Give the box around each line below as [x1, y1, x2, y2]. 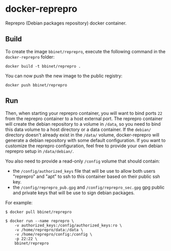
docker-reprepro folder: [5, 54, 55, 60]
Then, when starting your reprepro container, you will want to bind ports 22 [5, 110, 162, 116]
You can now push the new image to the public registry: [5, 73, 123, 79]
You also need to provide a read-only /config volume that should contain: [5, 158, 160, 164]
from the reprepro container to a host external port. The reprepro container [5, 116, 163, 122]
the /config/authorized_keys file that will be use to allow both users [12, 168, 156, 174]
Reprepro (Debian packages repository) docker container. [5, 20, 127, 26]
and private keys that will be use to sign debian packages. [12, 190, 135, 196]
